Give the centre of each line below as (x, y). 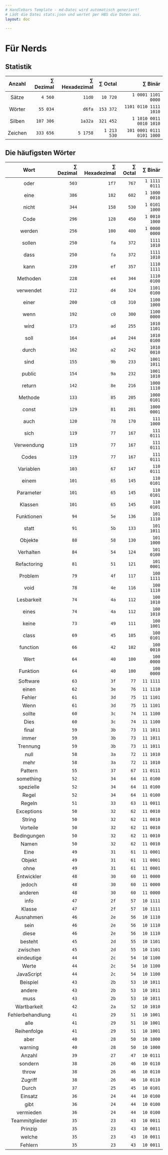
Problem (29, 576)
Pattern (29, 771)
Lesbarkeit (29, 600)
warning (29, 1047)
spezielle (29, 787)
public (29, 374)
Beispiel (29, 982)
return (29, 386)
